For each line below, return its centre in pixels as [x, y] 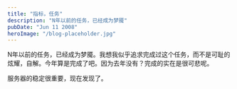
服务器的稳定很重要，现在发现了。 [57, 78]
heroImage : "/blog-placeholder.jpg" [62, 34]
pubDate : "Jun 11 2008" [43, 27]
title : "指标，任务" [35, 14]
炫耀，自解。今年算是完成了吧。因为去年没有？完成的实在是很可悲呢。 [110, 64]
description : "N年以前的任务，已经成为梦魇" [68, 20]
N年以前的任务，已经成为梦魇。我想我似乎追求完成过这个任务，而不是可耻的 [119, 54]
